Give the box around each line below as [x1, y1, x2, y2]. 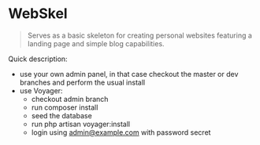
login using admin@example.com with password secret [31, 127, 211, 137]
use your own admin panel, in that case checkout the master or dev [19, 69, 239, 78]
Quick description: [8, 54, 69, 63]
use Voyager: [19, 85, 63, 95]
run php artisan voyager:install [31, 119, 131, 129]
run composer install [31, 103, 98, 112]
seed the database [31, 111, 92, 120]
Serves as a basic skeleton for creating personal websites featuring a [27, 31, 252, 40]
